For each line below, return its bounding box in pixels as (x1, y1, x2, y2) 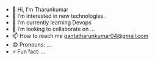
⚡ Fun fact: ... (12, 48, 46, 55)
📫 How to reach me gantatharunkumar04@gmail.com (12, 32, 149, 39)
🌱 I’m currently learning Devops (12, 19, 92, 26)
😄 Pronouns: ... (12, 41, 52, 48)
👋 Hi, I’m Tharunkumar (12, 6, 69, 13)
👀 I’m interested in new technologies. (12, 12, 106, 20)
